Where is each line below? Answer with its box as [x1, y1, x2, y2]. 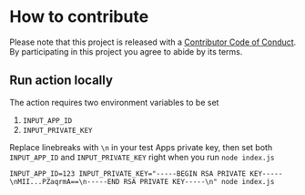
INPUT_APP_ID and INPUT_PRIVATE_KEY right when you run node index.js [9, 151, 275, 162]
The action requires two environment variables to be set [9, 97, 219, 108]
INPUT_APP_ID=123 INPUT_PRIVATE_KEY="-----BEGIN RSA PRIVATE [9, 169, 247, 179]
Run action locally [9, 73, 114, 88]
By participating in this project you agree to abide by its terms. [9, 46, 243, 56]
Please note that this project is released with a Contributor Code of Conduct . [9, 36, 297, 47]
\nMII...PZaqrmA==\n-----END [9, 177, 120, 186]
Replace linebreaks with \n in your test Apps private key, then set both [9, 141, 273, 152]
